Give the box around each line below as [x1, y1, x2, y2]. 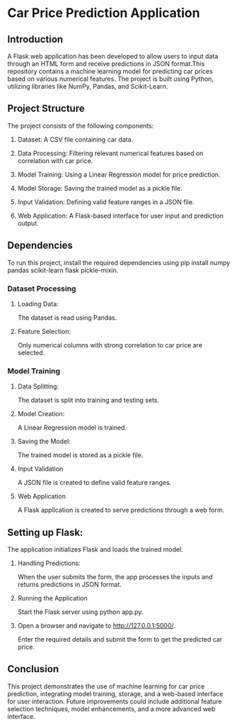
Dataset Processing [7, 284, 76, 294]
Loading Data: [17, 299, 59, 308]
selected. [17, 348, 45, 357]
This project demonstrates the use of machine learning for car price [7, 682, 205, 691]
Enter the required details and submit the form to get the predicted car [17, 635, 223, 644]
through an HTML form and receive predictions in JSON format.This [7, 60, 205, 68]
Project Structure [7, 103, 85, 115]
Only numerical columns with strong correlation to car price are [17, 340, 203, 349]
